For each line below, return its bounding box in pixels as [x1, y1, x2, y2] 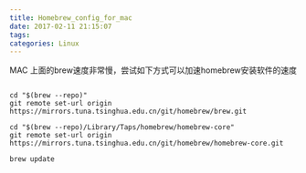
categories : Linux [9, 38, 79, 48]
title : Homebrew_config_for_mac [9, 13, 132, 23]
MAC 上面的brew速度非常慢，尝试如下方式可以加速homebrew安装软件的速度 [9, 65, 298, 76]
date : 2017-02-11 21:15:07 [9, 22, 112, 31]
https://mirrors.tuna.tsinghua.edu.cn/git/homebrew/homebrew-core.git [9, 138, 284, 148]
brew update [9, 155, 55, 164]
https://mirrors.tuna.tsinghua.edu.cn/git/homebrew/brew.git [9, 107, 248, 117]
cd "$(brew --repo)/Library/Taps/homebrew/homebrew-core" [9, 123, 235, 132]
